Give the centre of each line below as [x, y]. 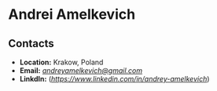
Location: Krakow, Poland [61, 62]
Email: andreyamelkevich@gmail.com [81, 71]
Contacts [31, 44]
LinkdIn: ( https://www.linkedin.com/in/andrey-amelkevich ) [114, 79]
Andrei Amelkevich [72, 15]
